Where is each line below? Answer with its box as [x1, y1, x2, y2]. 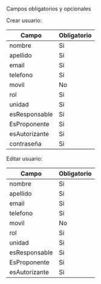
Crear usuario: [6, 17, 42, 24]
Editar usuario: [6, 155, 43, 162]
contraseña [9, 140, 42, 147]
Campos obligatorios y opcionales [6, 5, 91, 12]
